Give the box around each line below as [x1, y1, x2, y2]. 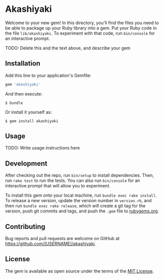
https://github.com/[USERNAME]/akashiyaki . [5, 241, 96, 247]
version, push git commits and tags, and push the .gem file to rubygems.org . [5, 208, 160, 214]
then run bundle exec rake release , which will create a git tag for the [5, 203, 146, 209]
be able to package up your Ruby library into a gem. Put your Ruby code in [5, 25, 157, 31]
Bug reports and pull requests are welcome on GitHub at [5, 236, 120, 242]
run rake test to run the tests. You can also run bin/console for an [5, 177, 140, 183]
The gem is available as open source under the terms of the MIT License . [5, 268, 154, 274]
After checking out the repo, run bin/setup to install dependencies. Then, [5, 173, 154, 178]
